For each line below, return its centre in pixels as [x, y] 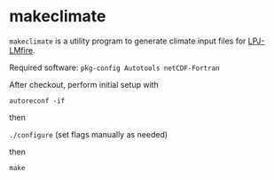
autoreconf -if [37, 101]
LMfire [21, 50]
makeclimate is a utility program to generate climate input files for [128, 41]
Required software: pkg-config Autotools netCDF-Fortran [114, 67]
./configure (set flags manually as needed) [89, 134]
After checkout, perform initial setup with [84, 84]
